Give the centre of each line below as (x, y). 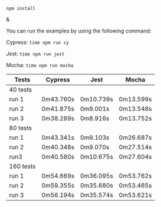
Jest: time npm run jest (35, 54)
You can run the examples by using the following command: (79, 31)
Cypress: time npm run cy (38, 42)
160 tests (22, 166)
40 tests (21, 90)
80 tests (21, 128)
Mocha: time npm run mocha (40, 65)
